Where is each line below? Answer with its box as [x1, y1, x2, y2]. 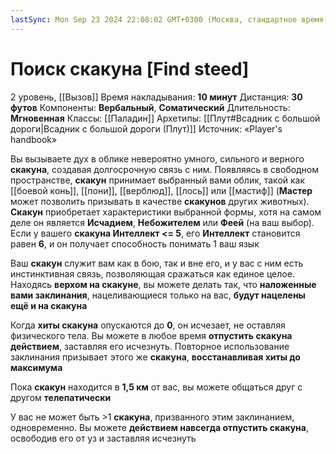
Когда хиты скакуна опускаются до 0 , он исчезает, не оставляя [10, 319, 286, 331]
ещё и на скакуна [10, 299, 88, 311]
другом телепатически [10, 391, 112, 403]
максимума [10, 361, 63, 373]
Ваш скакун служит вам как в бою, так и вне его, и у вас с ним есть [10, 257, 304, 269]
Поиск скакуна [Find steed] [10, 57, 250, 80]
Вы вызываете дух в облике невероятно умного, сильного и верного [10, 152, 305, 165]
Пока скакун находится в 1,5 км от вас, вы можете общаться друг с [10, 381, 303, 393]
